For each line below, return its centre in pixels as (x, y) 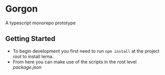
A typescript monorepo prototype (41, 23)
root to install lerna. (33, 56)
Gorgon (22, 9)
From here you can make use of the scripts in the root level (75, 62)
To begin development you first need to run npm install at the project (86, 51)
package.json (27, 67)
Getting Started (30, 39)
